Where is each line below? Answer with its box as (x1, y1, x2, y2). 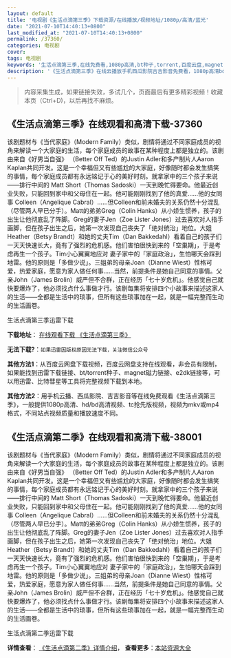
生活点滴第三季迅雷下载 (7, 316, 74, 325)
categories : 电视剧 (7, 42, 60, 49)
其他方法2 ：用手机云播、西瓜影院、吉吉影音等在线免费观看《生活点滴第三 (7, 392, 216, 400)
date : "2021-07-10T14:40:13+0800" (7, 23, 107, 30)
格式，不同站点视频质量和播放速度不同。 (7, 409, 122, 418)
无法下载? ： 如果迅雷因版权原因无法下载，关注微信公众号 (7, 345, 148, 353)
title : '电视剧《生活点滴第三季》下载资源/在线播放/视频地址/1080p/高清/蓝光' (7, 17, 209, 23)
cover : (7, 49, 26, 56)
